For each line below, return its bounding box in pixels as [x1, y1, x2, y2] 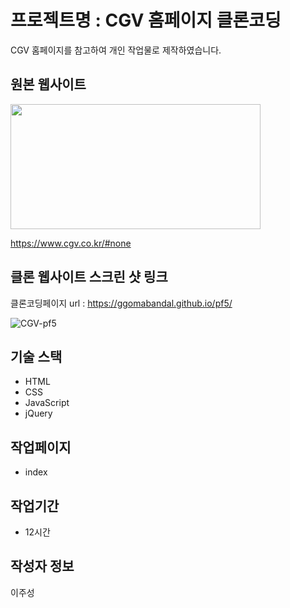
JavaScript [24, 397, 70, 409]
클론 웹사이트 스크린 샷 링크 [10, 269, 168, 286]
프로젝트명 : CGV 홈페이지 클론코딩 [10, 9, 282, 32]
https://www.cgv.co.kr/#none [10, 237, 132, 249]
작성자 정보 [10, 558, 75, 575]
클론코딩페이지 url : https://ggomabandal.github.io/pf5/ [10, 297, 233, 309]
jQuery [24, 407, 53, 420]
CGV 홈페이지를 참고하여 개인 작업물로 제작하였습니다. [10, 44, 222, 56]
